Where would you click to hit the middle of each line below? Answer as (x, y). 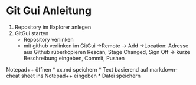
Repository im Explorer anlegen (53, 27)
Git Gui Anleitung (49, 11)
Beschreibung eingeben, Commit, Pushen (74, 58)
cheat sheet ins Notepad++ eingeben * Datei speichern (73, 76)
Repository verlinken (48, 39)
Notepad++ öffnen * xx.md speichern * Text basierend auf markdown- (92, 69)
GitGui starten (32, 33)
